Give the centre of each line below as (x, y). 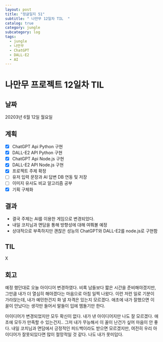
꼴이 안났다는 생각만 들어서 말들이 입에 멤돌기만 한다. (55, 306)
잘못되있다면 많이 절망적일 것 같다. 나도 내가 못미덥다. (72, 334)
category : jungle (23, 28)
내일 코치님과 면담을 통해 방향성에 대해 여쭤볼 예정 (60, 225)
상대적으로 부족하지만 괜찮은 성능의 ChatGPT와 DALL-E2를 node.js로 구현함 (85, 231)
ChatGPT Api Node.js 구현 (38, 159)
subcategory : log (23, 32)
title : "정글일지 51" (25, 14)
